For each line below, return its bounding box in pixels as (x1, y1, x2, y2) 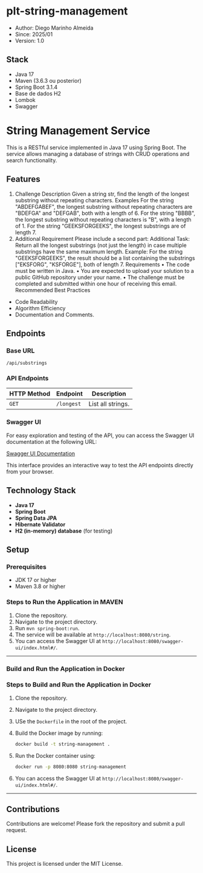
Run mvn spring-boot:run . (14, 624, 80, 632)
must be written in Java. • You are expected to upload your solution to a (14, 267, 195, 274)
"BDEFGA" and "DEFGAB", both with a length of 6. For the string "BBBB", (14, 209, 196, 217)
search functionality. (6, 156, 57, 164)
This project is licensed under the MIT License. (6, 860, 123, 868)
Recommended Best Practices (14, 286, 91, 293)
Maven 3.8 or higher (14, 583, 66, 590)
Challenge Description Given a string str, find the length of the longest (14, 190, 189, 197)
